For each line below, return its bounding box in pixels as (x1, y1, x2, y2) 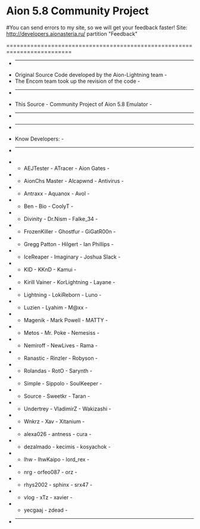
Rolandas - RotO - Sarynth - (23, 367, 92, 374)
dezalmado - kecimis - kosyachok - (23, 443, 111, 450)
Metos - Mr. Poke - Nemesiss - (23, 329, 100, 336)
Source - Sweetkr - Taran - (23, 392, 90, 400)
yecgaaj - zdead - (23, 506, 68, 514)
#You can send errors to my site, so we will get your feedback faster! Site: (6, 24, 187, 31)
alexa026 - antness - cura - (23, 430, 92, 437)
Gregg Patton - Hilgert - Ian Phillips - (23, 240, 114, 248)
